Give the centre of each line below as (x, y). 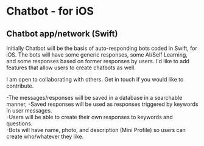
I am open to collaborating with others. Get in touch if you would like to (95, 79)
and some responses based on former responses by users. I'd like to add (98, 61)
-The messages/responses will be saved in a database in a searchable (94, 98)
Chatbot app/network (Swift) (62, 34)
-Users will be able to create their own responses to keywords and (90, 117)
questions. (19, 123)
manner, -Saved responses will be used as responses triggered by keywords (102, 104)
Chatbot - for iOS (50, 11)
